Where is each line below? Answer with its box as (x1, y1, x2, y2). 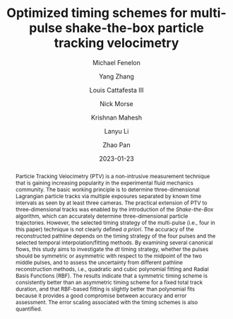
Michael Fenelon (92, 58, 141, 66)
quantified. (15, 305, 42, 313)
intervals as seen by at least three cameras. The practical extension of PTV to (15, 199, 208, 207)
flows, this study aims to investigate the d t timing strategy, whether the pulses (15, 245, 208, 253)
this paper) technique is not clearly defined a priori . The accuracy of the (15, 225, 194, 233)
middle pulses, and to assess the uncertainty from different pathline (15, 258, 184, 266)
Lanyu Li (104, 127, 129, 135)
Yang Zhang (99, 72, 134, 81)
